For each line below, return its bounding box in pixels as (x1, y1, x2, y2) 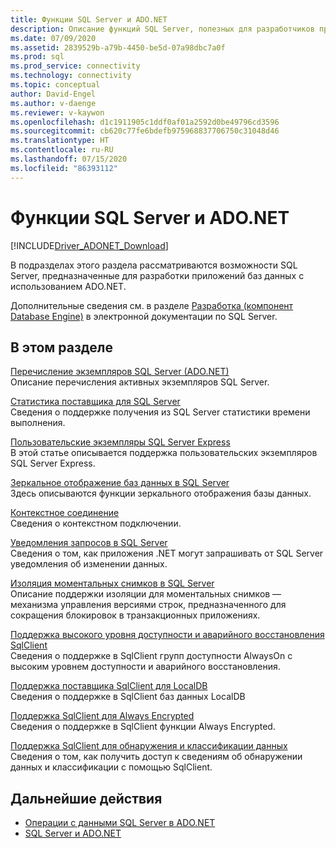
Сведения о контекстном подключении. (10, 517, 182, 530)
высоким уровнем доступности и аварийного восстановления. (10, 661, 281, 673)
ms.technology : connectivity (10, 71, 132, 81)
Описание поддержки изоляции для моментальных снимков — (10, 588, 282, 600)
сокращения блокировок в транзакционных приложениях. (10, 609, 261, 621)
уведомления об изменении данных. (10, 558, 168, 570)
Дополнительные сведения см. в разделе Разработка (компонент (10, 299, 294, 311)
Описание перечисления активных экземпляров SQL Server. (10, 376, 270, 388)
